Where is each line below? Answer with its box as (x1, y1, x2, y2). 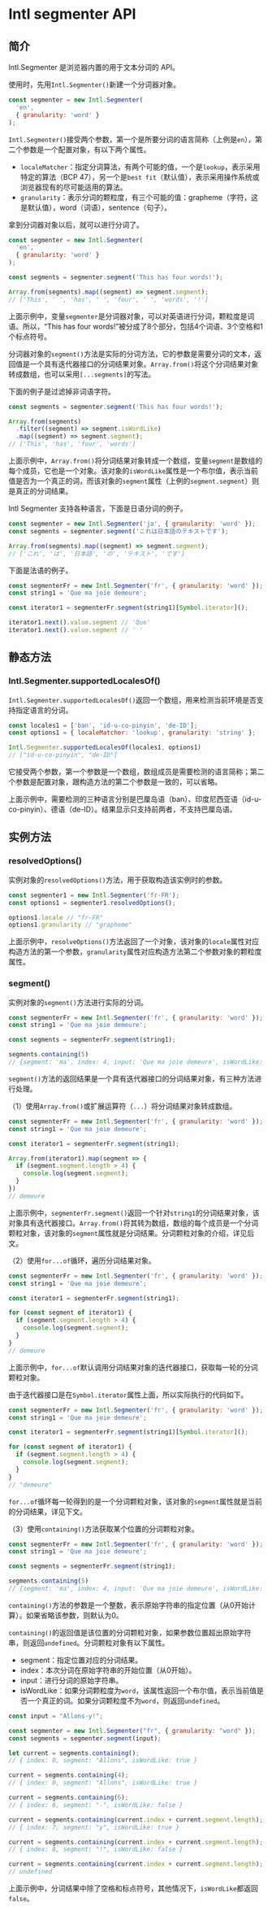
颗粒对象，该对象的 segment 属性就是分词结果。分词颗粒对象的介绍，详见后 (8, 1228, 255, 1238)
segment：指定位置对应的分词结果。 (19, 1655, 143, 1665)
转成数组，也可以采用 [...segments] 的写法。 (8, 369, 156, 379)
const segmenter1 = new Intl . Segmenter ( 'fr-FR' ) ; (8, 891, 180, 899)
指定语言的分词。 (15, 705, 73, 715)
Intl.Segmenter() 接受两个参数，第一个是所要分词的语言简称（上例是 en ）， (8, 134, 256, 144)
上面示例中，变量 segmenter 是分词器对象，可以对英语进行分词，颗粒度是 (8, 311, 248, 321)
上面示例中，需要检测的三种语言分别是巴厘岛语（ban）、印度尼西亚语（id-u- (8, 794, 262, 804)
